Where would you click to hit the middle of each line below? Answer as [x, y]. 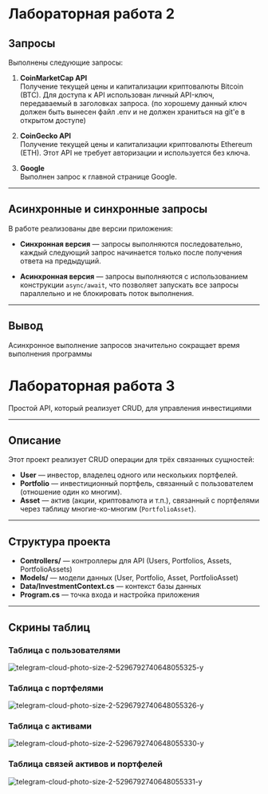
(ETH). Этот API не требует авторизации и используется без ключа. [135, 153]
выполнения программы [50, 354]
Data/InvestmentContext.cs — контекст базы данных [110, 587]
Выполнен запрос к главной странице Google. [99, 177]
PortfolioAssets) [46, 569]
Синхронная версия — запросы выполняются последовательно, [131, 243]
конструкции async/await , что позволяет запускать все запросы [129, 285]
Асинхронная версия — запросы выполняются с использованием [134, 276]
